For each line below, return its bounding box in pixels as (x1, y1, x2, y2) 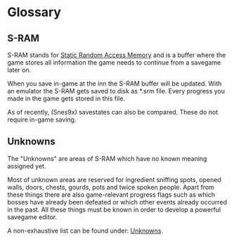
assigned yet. (7, 162, 46, 170)
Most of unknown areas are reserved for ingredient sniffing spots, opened (7, 175, 221, 183)
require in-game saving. (7, 115, 77, 124)
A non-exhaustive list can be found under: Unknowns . (7, 226, 164, 235)
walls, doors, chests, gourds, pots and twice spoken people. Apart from (7, 183, 214, 191)
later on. (7, 66, 32, 74)
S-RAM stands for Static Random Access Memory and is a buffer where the (7, 51, 226, 59)
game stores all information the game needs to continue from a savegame (7, 58, 221, 67)
